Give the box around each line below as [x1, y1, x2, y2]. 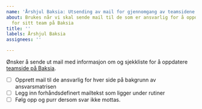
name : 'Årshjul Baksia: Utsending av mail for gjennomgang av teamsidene [6, 8, 195, 15]
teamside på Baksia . [6, 65, 57, 72]
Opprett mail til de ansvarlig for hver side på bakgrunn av [14, 76, 156, 83]
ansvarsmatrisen [14, 83, 57, 90]
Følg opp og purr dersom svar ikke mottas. [14, 96, 121, 104]
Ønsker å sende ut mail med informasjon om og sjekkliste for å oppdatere [6, 58, 188, 65]
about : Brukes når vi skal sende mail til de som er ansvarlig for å [6, 14, 185, 20]
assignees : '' [6, 37, 42, 43]
